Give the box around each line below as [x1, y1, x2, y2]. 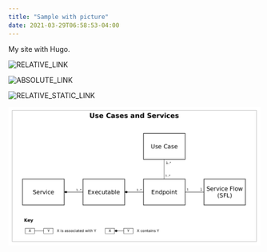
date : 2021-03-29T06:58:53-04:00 [8, 21, 120, 30]
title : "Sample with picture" [8, 13, 110, 21]
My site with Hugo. [8, 44, 70, 53]
